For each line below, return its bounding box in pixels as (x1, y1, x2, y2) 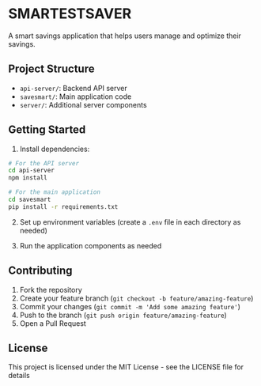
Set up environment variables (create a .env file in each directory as (19, 217, 241, 226)
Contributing (8, 264, 73, 278)
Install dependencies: (19, 144, 90, 153)
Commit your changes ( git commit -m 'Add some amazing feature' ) (19, 301, 241, 311)
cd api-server (8, 167, 55, 175)
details (8, 371, 30, 380)
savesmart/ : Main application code (19, 92, 132, 101)
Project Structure (8, 62, 95, 76)
